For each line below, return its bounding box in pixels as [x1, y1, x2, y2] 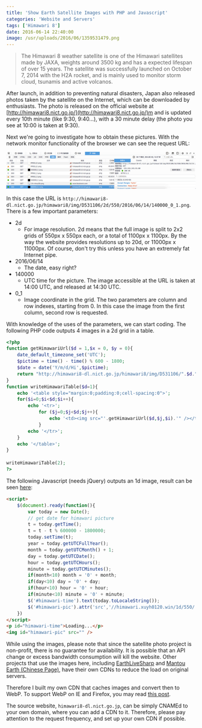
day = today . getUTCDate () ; [28, 553, 96, 559]
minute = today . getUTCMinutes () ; [28, 566, 112, 572]
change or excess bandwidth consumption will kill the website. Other [6, 653, 177, 661]
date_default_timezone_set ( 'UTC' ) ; [17, 352, 106, 358]
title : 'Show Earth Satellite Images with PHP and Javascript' [6, 10, 168, 16]
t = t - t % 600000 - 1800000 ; [28, 528, 106, 534]
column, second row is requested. [23, 309, 108, 316]
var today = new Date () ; [28, 509, 90, 515]
